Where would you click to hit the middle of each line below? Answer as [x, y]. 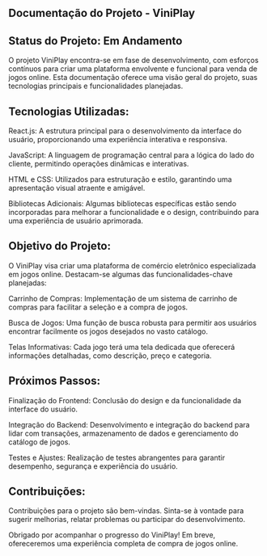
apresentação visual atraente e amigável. [77, 188]
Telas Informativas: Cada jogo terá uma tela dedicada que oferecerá [122, 347]
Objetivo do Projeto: [60, 246]
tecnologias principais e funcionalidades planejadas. [96, 86]
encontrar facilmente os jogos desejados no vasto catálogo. [108, 331]
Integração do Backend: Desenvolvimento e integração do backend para [129, 424]
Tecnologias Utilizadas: [69, 111]
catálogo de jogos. [40, 442]
